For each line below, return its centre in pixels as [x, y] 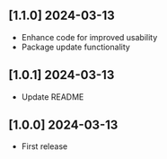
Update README [53, 97]
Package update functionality [76, 47]
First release [44, 146]
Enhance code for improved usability [89, 37]
